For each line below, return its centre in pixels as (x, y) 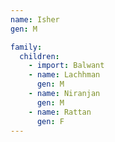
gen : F (50, 121)
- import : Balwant (66, 66)
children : (39, 56)
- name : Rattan (60, 112)
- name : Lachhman (64, 75)
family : (26, 47)
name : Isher (35, 19)
